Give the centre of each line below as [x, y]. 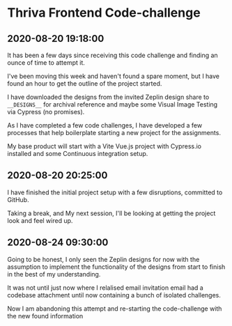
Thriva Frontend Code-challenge [104, 13]
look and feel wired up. [40, 220]
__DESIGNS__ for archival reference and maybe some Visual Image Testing [113, 104]
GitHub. [18, 199]
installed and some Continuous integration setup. [78, 154]
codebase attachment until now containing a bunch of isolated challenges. [114, 295]
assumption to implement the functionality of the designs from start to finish [116, 267]
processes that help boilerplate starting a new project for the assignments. [114, 133]
